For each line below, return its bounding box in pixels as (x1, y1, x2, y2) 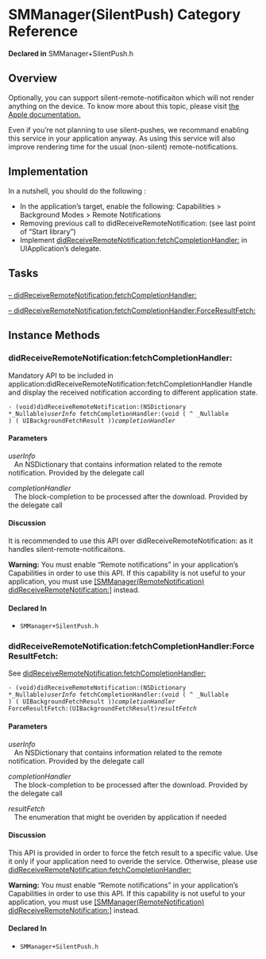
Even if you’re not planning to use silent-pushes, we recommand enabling (8, 125, 249, 134)
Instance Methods (8, 329, 101, 342)
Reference (8, 22, 78, 40)
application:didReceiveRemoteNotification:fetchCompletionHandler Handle (8, 379, 253, 388)
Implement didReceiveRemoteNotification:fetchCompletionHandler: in (19, 235, 248, 245)
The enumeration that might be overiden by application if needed (13, 812, 227, 822)
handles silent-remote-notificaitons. (8, 544, 125, 553)
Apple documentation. (8, 110, 81, 119)
